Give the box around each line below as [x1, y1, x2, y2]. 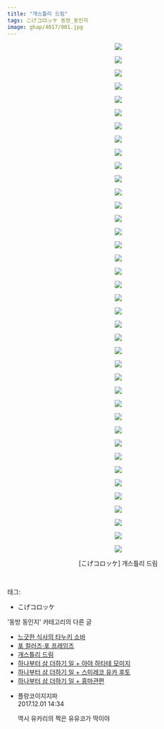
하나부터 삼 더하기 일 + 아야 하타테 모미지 [17, 659, 131, 668]
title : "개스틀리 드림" [7, 10, 68, 18]
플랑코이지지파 [17, 692, 58, 700]
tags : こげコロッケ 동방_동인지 [7, 17, 89, 24]
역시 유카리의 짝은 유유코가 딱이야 [17, 714, 111, 723]
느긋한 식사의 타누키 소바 [17, 632, 86, 642]
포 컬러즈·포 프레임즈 [17, 642, 75, 650]
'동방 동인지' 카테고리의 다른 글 [7, 618, 92, 626]
